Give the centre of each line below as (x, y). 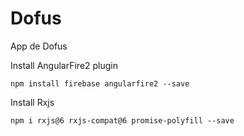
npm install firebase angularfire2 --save (100, 83)
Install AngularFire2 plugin (64, 65)
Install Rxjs (32, 102)
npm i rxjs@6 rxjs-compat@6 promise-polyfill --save (122, 120)
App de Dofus (39, 46)
